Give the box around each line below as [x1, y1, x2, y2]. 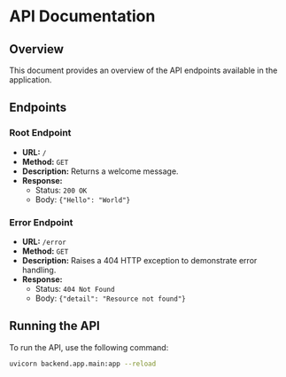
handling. [21, 264, 57, 275]
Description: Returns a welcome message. [21, 166, 179, 177]
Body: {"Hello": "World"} [35, 193, 131, 205]
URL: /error [21, 236, 66, 247]
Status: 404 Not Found [35, 283, 115, 294]
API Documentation [9, 6, 156, 27]
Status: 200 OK [35, 185, 88, 195]
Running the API [9, 318, 100, 334]
